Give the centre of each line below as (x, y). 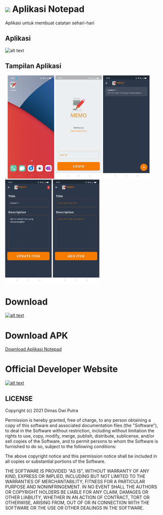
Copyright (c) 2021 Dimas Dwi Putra (42, 411)
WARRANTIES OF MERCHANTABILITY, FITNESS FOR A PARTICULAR (75, 482)
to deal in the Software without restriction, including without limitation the (80, 431)
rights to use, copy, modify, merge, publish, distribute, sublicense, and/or (80, 436)
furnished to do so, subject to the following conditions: (61, 447)
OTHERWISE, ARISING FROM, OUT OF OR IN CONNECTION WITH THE (77, 503)
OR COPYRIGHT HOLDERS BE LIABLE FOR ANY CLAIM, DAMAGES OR (77, 492)
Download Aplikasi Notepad (33, 349)
